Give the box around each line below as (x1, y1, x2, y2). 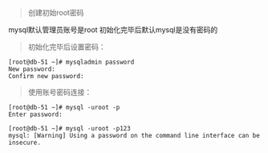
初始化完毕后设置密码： (27, 42, 106, 52)
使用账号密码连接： (27, 88, 92, 97)
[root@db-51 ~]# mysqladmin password (8, 58, 135, 66)
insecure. (8, 139, 42, 147)
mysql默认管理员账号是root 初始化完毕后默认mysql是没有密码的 (8, 25, 218, 35)
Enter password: (8, 110, 63, 118)
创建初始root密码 (27, 8, 84, 17)
